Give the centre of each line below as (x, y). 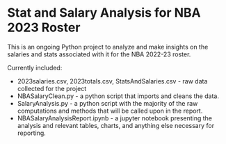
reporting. (32, 133)
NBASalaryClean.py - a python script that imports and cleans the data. (118, 96)
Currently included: (35, 67)
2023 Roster (44, 27)
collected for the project (52, 88)
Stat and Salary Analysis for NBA (104, 13)
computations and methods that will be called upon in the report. (110, 111)
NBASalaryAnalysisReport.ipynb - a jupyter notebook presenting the (114, 118)
